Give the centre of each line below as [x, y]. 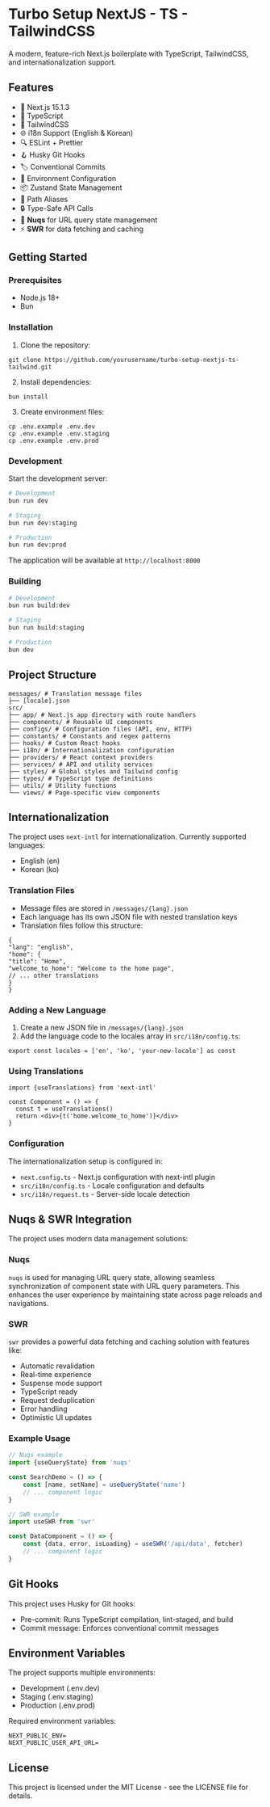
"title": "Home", [37, 961]
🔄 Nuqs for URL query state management [89, 220]
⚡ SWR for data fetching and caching [81, 229]
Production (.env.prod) [57, 1705]
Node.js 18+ [40, 298]
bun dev [21, 650]
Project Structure [52, 675]
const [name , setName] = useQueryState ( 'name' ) [104, 1485]
